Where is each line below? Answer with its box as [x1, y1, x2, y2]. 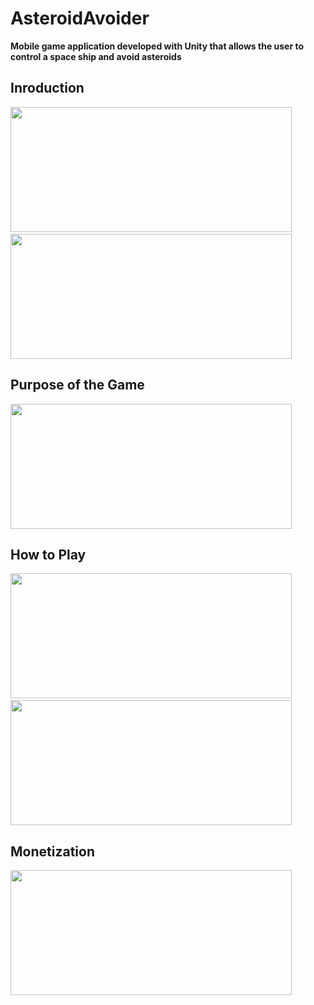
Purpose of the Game [10, 377, 145, 394]
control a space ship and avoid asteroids [10, 50, 182, 62]
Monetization [10, 843, 95, 860]
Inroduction [10, 80, 85, 97]
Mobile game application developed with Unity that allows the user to [10, 40, 305, 52]
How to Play [10, 546, 87, 563]
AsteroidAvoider [10, 7, 150, 30]
